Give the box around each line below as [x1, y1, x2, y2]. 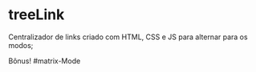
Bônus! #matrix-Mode [8, 56, 81, 66]
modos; [8, 40, 34, 50]
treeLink [8, 6, 65, 24]
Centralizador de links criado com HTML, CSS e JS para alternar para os [8, 32, 248, 42]
